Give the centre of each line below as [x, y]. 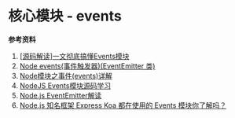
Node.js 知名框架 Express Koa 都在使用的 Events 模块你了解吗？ [123, 105]
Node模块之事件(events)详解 [66, 76]
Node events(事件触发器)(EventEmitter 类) [87, 66]
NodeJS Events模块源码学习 [65, 85]
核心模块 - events [65, 16]
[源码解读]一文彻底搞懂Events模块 [74, 56]
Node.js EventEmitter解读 [61, 95]
